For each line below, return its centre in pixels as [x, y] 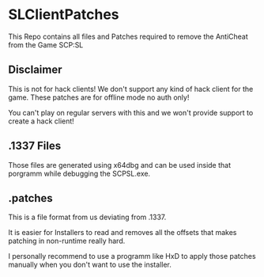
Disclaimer [35, 70]
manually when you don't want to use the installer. [90, 265]
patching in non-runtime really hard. [67, 241]
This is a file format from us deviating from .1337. [87, 217]
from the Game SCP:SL [46, 44]
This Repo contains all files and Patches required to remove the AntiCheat [128, 36]
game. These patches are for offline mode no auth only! [99, 97]
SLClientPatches [64, 15]
